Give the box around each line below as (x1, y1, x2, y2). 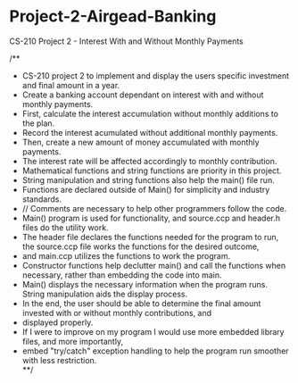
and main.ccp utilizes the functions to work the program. (21, 250, 230, 261)
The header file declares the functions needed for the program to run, (21, 231, 279, 242)
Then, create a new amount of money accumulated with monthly (21, 137, 261, 147)
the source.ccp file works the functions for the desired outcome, (21, 241, 260, 252)
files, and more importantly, (21, 336, 123, 346)
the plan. (21, 118, 55, 129)
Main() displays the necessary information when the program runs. (21, 279, 269, 289)
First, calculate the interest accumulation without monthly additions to (21, 108, 279, 119)
